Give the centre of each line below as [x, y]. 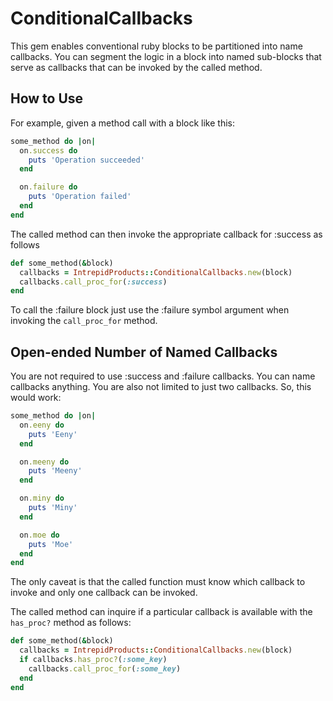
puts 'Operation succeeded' [86, 160]
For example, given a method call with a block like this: [123, 123]
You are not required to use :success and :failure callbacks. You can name [163, 376]
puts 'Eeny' [53, 434]
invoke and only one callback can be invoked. [104, 593]
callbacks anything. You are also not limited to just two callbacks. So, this [161, 387]
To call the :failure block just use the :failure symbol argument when [150, 310]
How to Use [47, 98]
